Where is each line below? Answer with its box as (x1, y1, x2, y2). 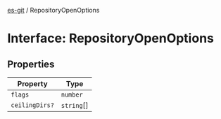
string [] (61, 101, 89, 110)
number (61, 91, 83, 99)
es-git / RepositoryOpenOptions (7, 6, 100, 14)
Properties (7, 58, 55, 70)
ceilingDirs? (11, 101, 55, 109)
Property (17, 79, 48, 88)
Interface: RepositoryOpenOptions (7, 31, 215, 46)
